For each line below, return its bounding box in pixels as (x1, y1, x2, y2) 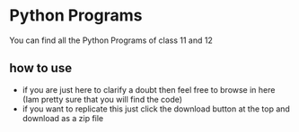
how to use (9, 61, 73, 76)
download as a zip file (22, 112, 104, 123)
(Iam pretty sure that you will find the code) (22, 94, 182, 104)
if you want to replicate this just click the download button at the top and (22, 103, 290, 114)
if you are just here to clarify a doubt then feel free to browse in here (22, 84, 276, 95)
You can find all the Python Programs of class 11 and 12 (9, 35, 213, 45)
